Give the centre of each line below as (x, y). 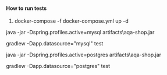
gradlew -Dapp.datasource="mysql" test (55, 44)
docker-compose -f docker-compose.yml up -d (72, 21)
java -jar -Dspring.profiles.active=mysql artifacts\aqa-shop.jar (80, 33)
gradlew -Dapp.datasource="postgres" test (58, 66)
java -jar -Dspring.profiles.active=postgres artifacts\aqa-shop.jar (84, 55)
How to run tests (26, 8)
